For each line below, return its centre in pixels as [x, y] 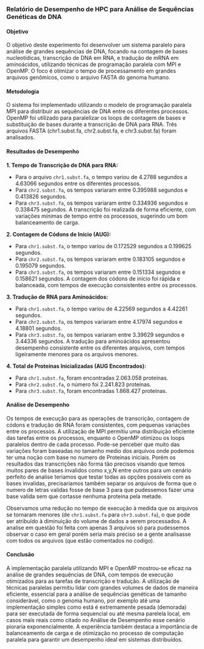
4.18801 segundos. [38, 328]
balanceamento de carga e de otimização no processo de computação [95, 633]
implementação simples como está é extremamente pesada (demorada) [97, 607]
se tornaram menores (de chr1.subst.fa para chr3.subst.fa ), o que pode [98, 515]
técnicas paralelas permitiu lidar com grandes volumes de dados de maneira [102, 587]
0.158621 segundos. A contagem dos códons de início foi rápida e [98, 278]
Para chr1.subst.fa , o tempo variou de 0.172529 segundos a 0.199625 [103, 246]
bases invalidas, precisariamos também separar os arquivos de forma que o [101, 483]
